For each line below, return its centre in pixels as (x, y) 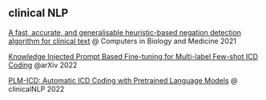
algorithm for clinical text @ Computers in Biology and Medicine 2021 (122, 41)
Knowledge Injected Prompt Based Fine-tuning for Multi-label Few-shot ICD (133, 56)
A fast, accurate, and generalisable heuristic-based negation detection (125, 32)
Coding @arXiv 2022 (43, 65)
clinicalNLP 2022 (36, 89)
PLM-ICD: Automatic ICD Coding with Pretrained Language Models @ (123, 80)
